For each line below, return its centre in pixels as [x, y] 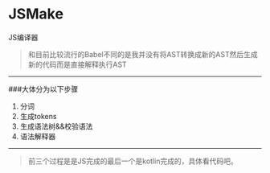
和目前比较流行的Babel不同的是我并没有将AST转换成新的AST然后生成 [143, 54]
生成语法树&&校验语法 [56, 126]
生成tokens [38, 116]
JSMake [36, 14]
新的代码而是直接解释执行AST [77, 64]
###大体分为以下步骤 [43, 89]
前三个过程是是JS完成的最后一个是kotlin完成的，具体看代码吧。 [133, 161]
